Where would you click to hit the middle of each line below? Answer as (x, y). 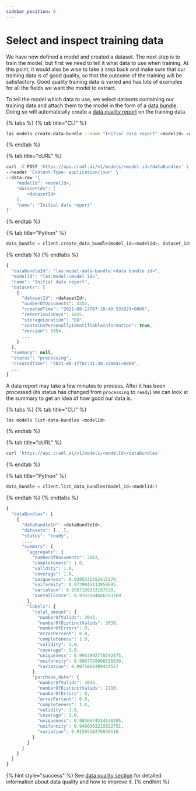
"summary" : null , (32, 353)
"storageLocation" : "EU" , (53, 320)
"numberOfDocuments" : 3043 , (66, 558)
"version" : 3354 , (43, 331)
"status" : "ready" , (45, 536)
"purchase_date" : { (56, 677)
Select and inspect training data (85, 40)
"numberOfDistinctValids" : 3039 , (78, 623)
